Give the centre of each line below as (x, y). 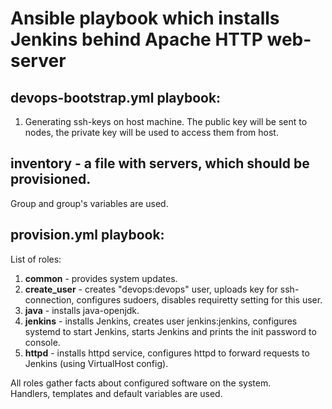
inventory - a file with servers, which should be (160, 163)
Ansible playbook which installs (145, 18)
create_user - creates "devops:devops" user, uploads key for (151, 289)
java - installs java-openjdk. (82, 310)
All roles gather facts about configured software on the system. (141, 383)
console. (42, 342)
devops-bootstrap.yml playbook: (116, 97)
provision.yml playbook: (87, 235)
